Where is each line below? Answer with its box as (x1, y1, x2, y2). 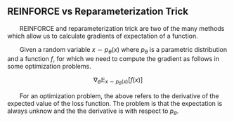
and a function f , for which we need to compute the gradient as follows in (7, 54, 220, 62)
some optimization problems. (7, 62, 91, 70)
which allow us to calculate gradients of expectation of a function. (7, 32, 198, 40)
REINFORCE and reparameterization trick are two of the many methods (20, 24, 225, 32)
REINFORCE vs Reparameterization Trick (7, 6, 188, 18)
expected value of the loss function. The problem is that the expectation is (7, 99, 223, 107)
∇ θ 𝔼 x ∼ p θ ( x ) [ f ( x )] (93, 75, 143, 86)
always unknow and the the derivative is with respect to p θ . (7, 107, 179, 116)
